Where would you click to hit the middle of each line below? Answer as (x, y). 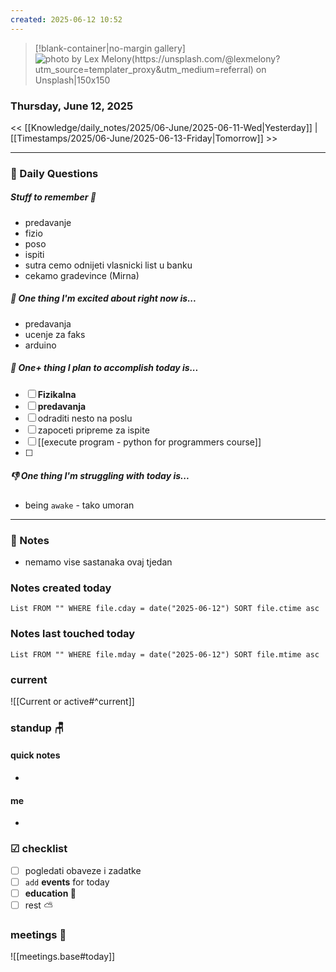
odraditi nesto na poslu (85, 418)
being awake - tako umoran (79, 505)
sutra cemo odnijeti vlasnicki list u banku (108, 265)
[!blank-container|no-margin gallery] (110, 48)
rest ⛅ (38, 905)
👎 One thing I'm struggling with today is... (100, 476)
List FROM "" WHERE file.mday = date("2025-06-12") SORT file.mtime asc (165, 654)
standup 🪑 (37, 728)
